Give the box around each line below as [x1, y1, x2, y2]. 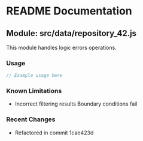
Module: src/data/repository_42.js [6, 28, 136, 38]
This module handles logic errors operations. [6, 44, 117, 51]
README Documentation [6, 4, 133, 18]
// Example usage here [6, 73, 63, 79]
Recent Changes [6, 115, 56, 124]
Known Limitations [6, 87, 62, 95]
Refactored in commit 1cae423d [14, 129, 94, 136]
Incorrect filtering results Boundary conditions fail [14, 100, 138, 107]
